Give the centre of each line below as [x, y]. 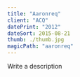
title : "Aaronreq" [34, 14]
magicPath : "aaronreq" [40, 46]
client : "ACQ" [28, 20]
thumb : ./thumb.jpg [36, 40]
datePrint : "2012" [34, 27]
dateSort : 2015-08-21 [39, 33]
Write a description [35, 66]
